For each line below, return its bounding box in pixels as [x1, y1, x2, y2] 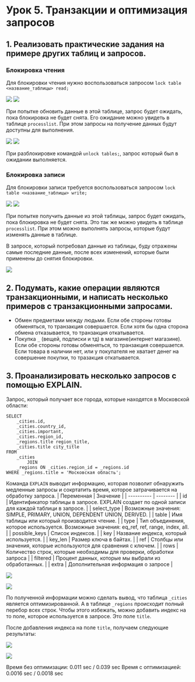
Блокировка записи [6, 170, 65, 179]
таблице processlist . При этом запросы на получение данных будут [6, 120, 177, 127]
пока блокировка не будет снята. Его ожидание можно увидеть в [6, 114, 170, 121]
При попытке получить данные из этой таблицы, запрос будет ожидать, [6, 213, 186, 220]
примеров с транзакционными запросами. [6, 301, 173, 311]
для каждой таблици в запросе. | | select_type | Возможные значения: [6, 505, 181, 512]
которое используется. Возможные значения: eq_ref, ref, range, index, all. [6, 523, 189, 530]
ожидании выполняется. [6, 156, 67, 163]
